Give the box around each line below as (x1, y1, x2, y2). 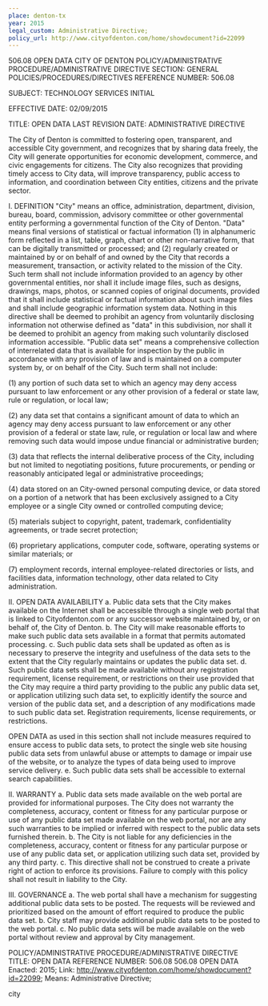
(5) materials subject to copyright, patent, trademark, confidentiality (8, 517, 232, 526)
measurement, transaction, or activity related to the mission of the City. (8, 261, 242, 270)
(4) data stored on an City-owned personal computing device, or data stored (8, 485, 261, 494)
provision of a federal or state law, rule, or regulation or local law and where (8, 428, 258, 437)
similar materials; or (8, 549, 74, 559)
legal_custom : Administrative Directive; (8, 26, 149, 34)
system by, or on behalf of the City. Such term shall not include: (8, 363, 218, 373)
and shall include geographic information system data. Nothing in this (8, 303, 238, 313)
